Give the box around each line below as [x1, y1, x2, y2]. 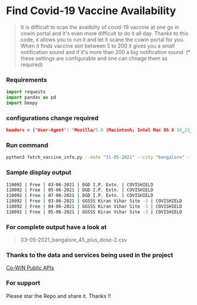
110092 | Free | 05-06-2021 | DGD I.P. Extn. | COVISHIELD [6, 187, 154, 193]
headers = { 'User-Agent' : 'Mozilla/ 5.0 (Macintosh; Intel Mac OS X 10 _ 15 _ [6, 128, 193, 133]
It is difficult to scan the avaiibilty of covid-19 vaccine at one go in [20, 24, 179, 31]
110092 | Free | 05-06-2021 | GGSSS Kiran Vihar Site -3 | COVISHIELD [6, 209, 182, 215]
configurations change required [6, 113, 98, 122]
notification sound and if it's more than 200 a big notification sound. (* [20, 48, 191, 55]
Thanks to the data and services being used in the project [6, 251, 174, 259]
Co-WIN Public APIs [6, 264, 55, 272]
